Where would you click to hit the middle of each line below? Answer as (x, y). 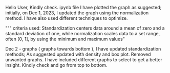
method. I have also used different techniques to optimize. (67, 18)
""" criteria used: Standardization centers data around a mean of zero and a (85, 28)
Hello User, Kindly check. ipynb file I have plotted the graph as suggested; (83, 7)
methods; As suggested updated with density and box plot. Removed (78, 54)
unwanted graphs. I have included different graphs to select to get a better (84, 60)
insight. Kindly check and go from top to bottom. (56, 65)
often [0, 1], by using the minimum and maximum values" (65, 39)
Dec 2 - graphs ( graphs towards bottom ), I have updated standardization (83, 49)
